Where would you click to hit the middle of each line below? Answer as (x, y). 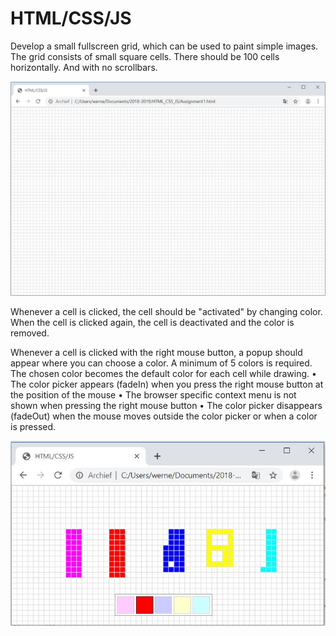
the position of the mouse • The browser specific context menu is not (153, 394)
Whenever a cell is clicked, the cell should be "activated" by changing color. (166, 311)
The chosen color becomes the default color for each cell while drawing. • (163, 373)
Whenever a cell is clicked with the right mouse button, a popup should (156, 352)
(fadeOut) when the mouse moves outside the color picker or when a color (164, 416)
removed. (30, 333)
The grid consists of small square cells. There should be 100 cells (145, 56)
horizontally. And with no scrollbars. (84, 67)
